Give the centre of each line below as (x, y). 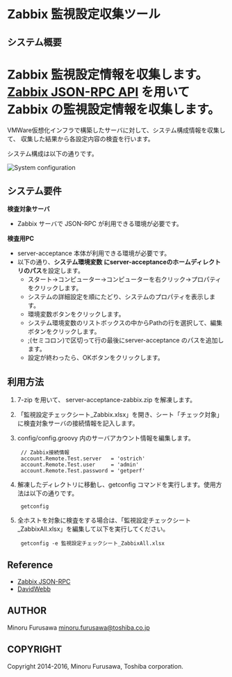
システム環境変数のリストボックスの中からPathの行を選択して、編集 (125, 323)
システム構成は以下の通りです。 (53, 153)
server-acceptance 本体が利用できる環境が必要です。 (94, 253)
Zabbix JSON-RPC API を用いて (98, 92)
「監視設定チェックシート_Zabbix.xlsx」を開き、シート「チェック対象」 (120, 415)
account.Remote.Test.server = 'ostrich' (83, 459)
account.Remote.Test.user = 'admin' (80, 465)
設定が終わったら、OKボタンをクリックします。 (96, 358)
